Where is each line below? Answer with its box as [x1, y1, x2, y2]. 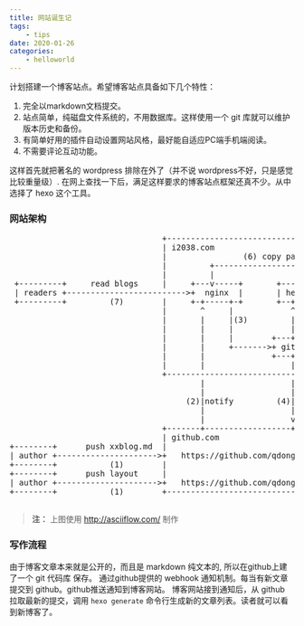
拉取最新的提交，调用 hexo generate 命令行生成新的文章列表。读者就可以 [9, 594, 280, 606]
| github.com [161, 432, 220, 443]
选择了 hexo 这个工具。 [9, 187, 96, 198]
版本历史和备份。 [22, 123, 87, 134]
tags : [9, 22, 30, 31]
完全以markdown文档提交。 [22, 100, 127, 111]
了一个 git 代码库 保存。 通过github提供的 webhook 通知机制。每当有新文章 [9, 572, 289, 583]
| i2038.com [161, 242, 215, 253]
